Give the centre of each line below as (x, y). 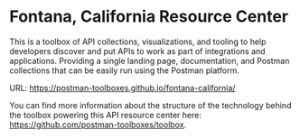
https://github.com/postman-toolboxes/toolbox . (98, 125)
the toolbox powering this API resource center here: (105, 115)
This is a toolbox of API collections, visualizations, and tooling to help (138, 42)
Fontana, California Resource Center (149, 17)
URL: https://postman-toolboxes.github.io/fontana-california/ (122, 88)
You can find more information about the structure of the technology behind (150, 105)
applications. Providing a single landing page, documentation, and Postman (150, 60)
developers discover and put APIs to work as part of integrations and (137, 51)
